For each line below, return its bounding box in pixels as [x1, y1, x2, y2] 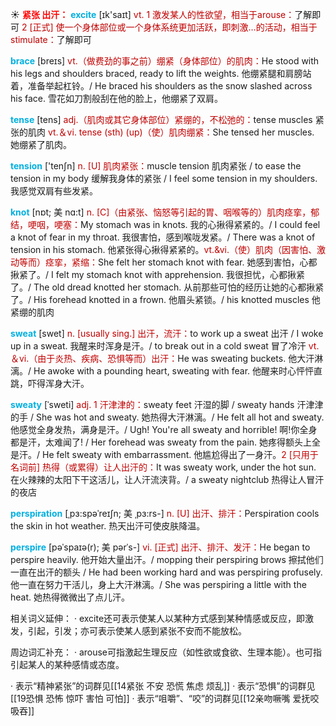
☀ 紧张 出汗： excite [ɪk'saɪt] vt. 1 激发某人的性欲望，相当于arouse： [10, 9, 295, 20]
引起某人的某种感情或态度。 [10, 659, 125, 670]
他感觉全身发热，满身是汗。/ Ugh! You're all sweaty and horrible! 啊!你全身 [10, 424, 318, 435]
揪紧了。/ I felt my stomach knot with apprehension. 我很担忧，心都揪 [10, 269, 297, 280]
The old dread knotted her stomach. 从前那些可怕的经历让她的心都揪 [33, 281, 316, 293]
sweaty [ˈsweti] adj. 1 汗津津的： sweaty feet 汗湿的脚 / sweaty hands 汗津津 [10, 399, 324, 410]
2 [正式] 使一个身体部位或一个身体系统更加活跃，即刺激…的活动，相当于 [21, 21, 318, 33]
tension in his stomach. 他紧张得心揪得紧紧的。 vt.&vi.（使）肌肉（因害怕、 [10, 244, 317, 255]
